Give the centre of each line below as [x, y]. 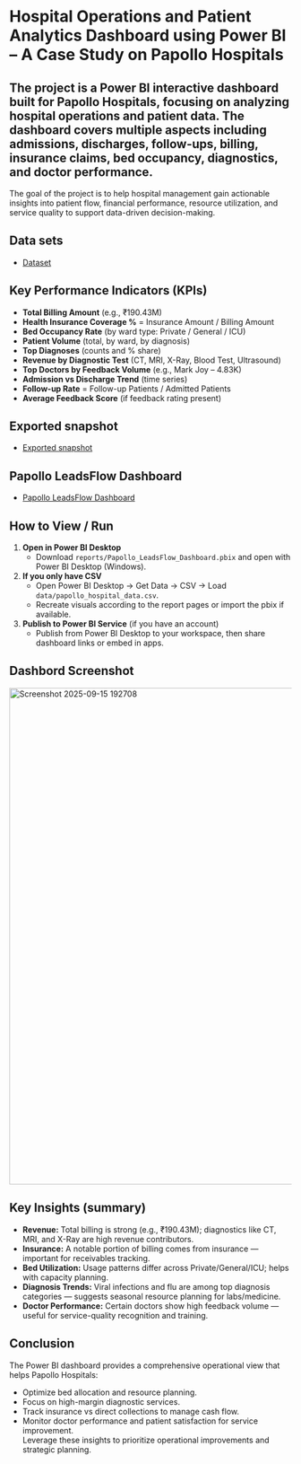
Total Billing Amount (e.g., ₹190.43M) [92, 312]
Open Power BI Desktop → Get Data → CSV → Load [131, 586]
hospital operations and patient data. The [127, 115]
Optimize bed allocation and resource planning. [109, 1392]
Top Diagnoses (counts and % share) [91, 350]
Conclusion [42, 1344]
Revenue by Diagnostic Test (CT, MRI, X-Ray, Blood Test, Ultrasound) [152, 360]
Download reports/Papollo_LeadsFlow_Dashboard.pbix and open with [163, 557]
